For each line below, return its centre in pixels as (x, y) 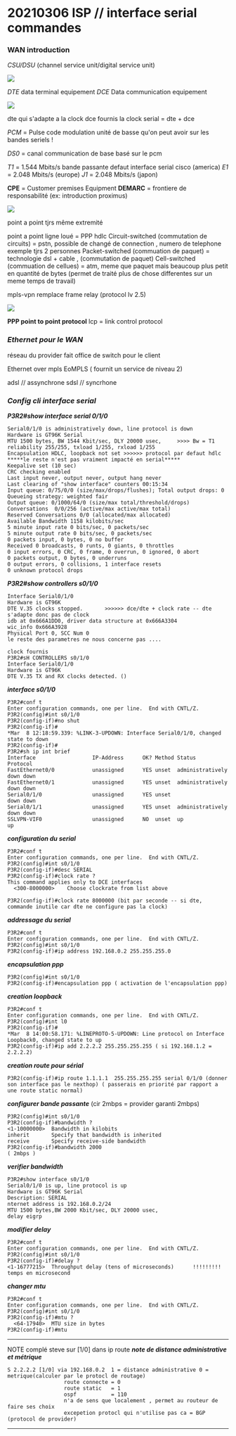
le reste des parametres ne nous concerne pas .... (84, 640)
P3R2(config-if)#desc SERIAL (50, 870)
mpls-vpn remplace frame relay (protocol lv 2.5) (77, 295)
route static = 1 (92, 1389)
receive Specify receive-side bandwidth (77, 1141)
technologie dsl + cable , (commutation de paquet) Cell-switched (101, 259)
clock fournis (28, 652)
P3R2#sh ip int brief (39, 752)
